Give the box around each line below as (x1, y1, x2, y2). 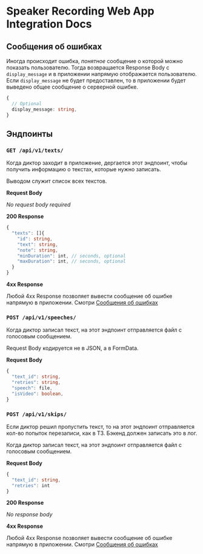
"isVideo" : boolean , (12, 391, 64, 397)
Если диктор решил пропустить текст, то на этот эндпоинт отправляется (6, 423, 195, 430)
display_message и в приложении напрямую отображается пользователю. (6, 70, 197, 77)
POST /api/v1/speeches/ (6, 314, 77, 321)
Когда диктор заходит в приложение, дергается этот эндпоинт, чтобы (6, 159, 188, 166)
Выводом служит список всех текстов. (6, 177, 107, 185)
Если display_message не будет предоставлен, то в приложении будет (6, 77, 186, 84)
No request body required (6, 201, 71, 208)
